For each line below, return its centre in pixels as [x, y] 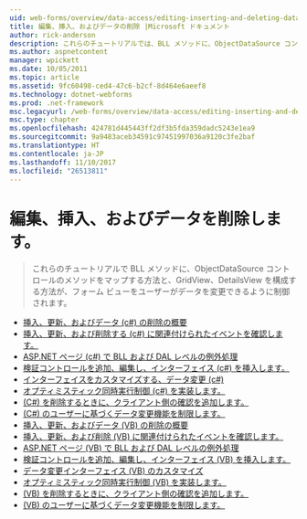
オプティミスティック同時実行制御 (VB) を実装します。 [124, 482]
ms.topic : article [44, 78]
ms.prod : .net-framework [57, 103]
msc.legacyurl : [38, 111]
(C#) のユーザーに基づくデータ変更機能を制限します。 [124, 414]
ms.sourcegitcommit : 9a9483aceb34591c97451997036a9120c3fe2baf [132, 137]
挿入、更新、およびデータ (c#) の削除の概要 [105, 323]
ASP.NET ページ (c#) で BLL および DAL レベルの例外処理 [130, 356]
